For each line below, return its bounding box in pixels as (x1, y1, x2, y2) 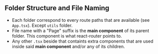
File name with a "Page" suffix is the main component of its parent (11, 27, 150, 34)
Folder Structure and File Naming (4, 4, 110, 12)
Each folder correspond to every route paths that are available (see (11, 17, 150, 23)
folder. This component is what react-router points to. (11, 33, 122, 39)
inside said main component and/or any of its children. (11, 43, 125, 49)
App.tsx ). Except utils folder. (11, 22, 73, 28)
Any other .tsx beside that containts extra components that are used (11, 38, 154, 44)
